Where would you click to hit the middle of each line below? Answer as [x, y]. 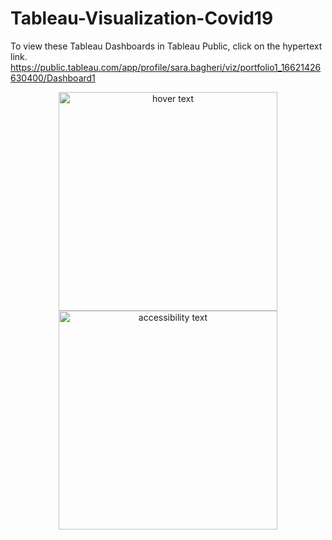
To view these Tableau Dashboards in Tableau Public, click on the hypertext [166, 46]
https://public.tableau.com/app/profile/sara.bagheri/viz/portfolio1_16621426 [166, 67]
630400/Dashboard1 [53, 78]
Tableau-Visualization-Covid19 [142, 18]
